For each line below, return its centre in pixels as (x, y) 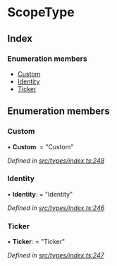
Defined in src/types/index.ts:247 (56, 255)
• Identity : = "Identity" (40, 194)
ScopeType (41, 12)
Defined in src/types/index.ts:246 (56, 208)
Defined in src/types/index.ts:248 (56, 161)
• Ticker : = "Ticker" (36, 242)
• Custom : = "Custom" (41, 146)
